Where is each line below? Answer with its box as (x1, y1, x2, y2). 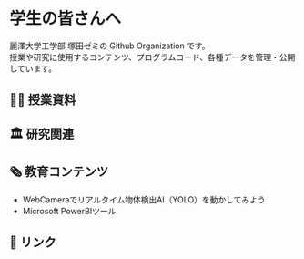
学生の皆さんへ (9, 8, 122, 29)
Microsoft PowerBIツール (22, 205, 117, 216)
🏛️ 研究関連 (9, 126, 75, 141)
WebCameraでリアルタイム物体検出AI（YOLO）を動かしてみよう (22, 193, 266, 205)
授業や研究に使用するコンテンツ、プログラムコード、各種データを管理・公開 (9, 51, 296, 62)
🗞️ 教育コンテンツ (9, 164, 109, 180)
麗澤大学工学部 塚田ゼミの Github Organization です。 (9, 40, 210, 51)
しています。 (9, 63, 57, 74)
